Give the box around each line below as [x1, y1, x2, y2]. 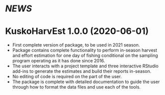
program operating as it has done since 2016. [12, 58, 105, 64]
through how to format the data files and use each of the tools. [12, 84, 141, 90]
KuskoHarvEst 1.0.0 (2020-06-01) [5, 26, 149, 37]
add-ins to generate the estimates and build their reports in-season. [12, 68, 152, 74]
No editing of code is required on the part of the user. [12, 74, 122, 80]
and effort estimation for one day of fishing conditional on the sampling [12, 52, 158, 58]
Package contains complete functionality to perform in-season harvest [12, 47, 158, 53]
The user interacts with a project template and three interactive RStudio [12, 63, 159, 69]
